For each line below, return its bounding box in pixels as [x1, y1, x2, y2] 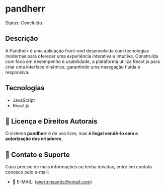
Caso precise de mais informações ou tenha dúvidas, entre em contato [5, 164, 152, 170]
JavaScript [12, 97, 35, 103]
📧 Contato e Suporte [5, 150, 70, 159]
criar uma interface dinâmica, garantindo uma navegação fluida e [5, 64, 141, 70]
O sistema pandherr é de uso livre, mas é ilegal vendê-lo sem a [5, 131, 138, 137]
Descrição [5, 34, 38, 43]
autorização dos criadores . [5, 136, 63, 142]
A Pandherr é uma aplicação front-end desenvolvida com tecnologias [5, 47, 149, 53]
